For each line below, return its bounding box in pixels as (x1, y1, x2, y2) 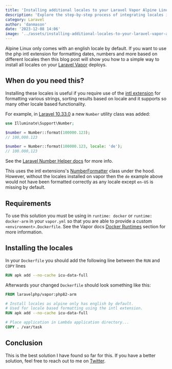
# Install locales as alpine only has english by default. (5, 301, 134, 306)
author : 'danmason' (5, 21, 47, 27)
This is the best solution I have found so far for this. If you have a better (5, 352, 156, 358)
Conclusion (5, 339, 43, 348)
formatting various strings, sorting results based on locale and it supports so (5, 95, 167, 101)
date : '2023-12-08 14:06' (5, 27, 60, 32)
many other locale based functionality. (5, 101, 86, 107)
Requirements (5, 199, 51, 208)
